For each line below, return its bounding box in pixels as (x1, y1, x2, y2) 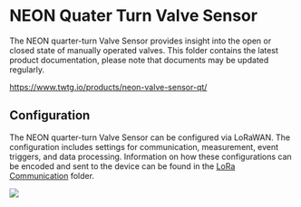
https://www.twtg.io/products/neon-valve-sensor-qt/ (9, 81, 208, 92)
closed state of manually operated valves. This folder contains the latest (9, 44, 279, 55)
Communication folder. (9, 170, 95, 181)
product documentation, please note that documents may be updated (9, 54, 269, 65)
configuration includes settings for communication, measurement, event (9, 141, 279, 152)
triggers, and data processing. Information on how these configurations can (9, 151, 292, 162)
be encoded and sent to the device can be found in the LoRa (9, 160, 236, 172)
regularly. (9, 64, 45, 75)
